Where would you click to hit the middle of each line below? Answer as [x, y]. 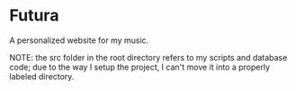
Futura [34, 16]
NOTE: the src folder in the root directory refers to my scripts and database [148, 57]
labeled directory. [42, 76]
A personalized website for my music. [79, 40]
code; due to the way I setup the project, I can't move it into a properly [140, 67]
